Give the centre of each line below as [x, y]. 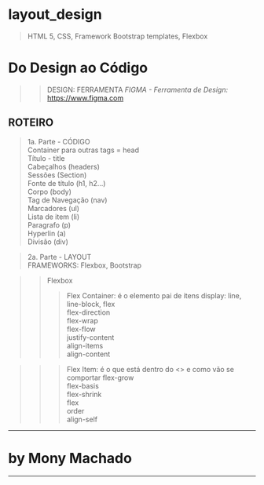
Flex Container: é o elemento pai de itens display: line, [154, 295]
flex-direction [88, 312]
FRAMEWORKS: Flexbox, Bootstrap [84, 265]
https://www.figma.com [85, 98]
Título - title [46, 158]
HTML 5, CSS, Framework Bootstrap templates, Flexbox [117, 36]
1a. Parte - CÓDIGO [59, 141]
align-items [85, 345]
